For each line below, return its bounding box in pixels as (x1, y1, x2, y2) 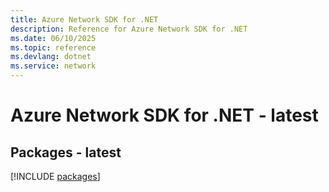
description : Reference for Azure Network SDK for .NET (10, 24, 248, 34)
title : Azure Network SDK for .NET (10, 14, 159, 25)
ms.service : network (10, 61, 97, 71)
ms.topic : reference (10, 42, 97, 53)
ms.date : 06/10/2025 (10, 33, 97, 43)
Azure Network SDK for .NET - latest (10, 104, 319, 127)
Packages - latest (10, 144, 122, 161)
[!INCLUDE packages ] (10, 171, 101, 182)
